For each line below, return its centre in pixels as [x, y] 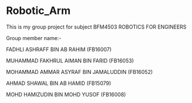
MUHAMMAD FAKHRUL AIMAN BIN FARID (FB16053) [70, 61]
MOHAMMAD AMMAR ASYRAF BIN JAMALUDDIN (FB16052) [80, 72]
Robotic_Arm [38, 11]
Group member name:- [34, 38]
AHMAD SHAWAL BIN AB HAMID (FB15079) [59, 83]
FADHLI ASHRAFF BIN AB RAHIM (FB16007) [59, 49]
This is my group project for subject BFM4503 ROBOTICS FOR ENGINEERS [96, 27]
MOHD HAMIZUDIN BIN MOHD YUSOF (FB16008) [66, 94]
